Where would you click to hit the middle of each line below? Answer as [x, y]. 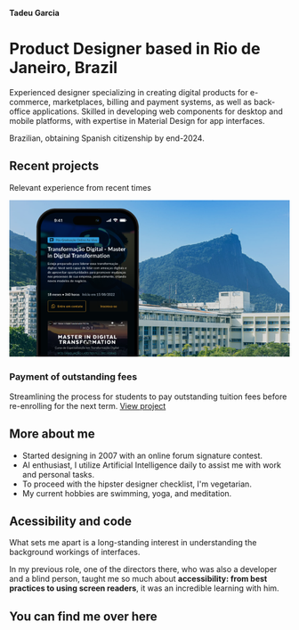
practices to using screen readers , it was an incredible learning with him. [144, 588]
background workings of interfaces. [75, 552]
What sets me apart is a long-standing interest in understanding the [133, 543]
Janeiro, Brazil [64, 68]
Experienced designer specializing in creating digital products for [129, 92]
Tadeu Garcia [34, 13]
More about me [52, 434]
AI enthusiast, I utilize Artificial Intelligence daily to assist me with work [152, 465]
